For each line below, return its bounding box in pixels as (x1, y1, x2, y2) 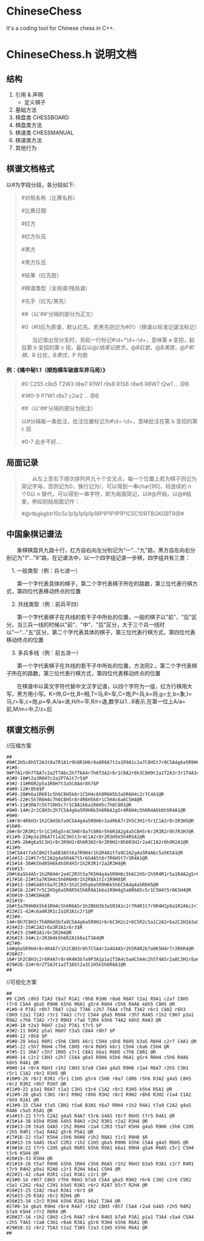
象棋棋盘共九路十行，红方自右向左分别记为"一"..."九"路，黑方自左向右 (17, 546, 190, 554)
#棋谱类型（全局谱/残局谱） (21, 284, 91, 291)
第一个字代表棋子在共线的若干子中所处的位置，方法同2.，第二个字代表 (17, 662, 192, 669)
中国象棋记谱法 (6, 529, 63, 540)
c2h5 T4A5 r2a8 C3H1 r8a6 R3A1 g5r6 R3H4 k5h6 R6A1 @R (6, 1220, 148, 1226)
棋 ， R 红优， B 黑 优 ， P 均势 (21, 351, 88, 358)
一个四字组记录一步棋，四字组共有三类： (89, 554, 191, 561)
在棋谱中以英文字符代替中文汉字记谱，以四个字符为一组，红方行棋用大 (17, 683, 192, 690)
